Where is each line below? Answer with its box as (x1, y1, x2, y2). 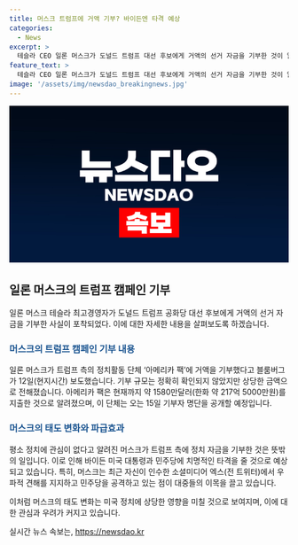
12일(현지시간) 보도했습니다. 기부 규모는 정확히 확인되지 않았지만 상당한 (18, 376, 264, 386)
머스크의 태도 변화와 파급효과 (9, 422, 125, 434)
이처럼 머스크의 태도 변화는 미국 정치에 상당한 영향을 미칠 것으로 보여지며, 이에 (9, 496, 279, 507)
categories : (9, 23, 53, 33)
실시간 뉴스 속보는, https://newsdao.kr (9, 526, 145, 536)
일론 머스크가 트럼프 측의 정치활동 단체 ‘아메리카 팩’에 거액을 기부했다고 (9, 364, 255, 376)
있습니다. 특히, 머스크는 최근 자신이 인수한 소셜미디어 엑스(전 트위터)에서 (25, 466, 275, 477)
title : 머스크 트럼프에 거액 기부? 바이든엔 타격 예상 (9, 14, 181, 23)
